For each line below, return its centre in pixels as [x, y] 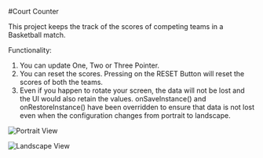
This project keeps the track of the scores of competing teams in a [116, 26]
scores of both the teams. [61, 82]
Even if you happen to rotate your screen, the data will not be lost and [132, 90]
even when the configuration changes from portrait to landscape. [125, 116]
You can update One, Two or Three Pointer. [89, 65]
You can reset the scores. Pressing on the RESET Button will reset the [132, 73]
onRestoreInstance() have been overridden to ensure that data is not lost [137, 107]
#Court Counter [33, 11]
